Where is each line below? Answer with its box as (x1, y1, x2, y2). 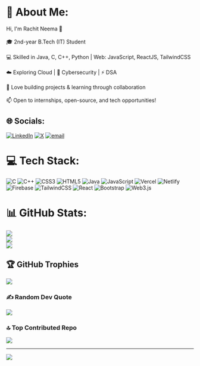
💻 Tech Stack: (6, 154, 80, 168)
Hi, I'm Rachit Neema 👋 (6, 25, 63, 32)
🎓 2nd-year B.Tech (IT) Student (6, 38, 86, 45)
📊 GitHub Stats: (6, 206, 87, 219)
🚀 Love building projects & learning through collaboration (6, 83, 146, 91)
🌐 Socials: (6, 116, 45, 126)
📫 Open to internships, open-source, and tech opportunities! (6, 97, 157, 104)
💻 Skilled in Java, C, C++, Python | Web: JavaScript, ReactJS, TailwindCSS (6, 53, 191, 60)
